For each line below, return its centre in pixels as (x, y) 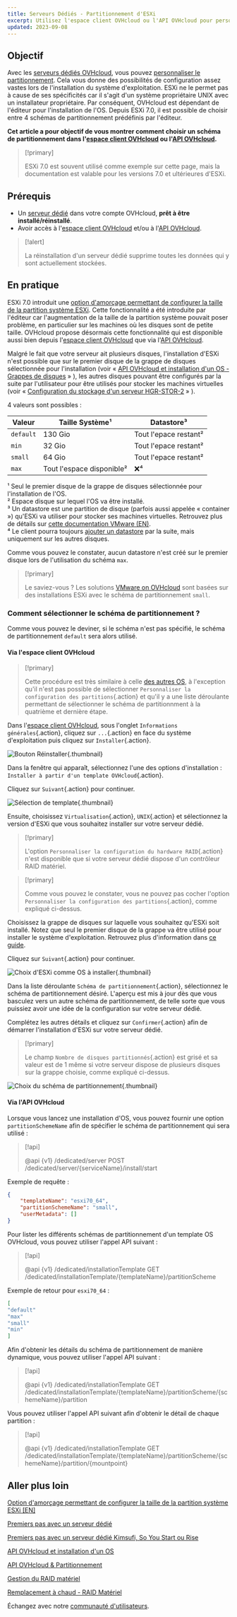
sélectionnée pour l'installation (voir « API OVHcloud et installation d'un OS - (118, 368)
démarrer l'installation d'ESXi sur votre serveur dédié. (85, 1030)
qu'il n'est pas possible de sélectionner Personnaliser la (108, 689)
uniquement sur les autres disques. (58, 539)
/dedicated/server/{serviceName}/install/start (91, 1168)
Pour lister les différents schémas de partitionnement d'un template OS (110, 1234)
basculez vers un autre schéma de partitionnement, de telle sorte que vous (116, 1001)
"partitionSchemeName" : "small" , (69, 1208)
